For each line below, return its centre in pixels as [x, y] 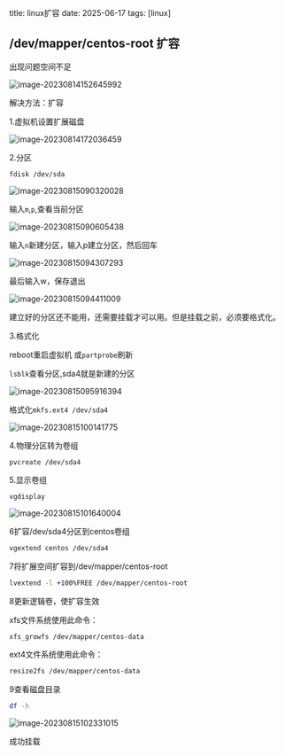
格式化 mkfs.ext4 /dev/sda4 [59, 409]
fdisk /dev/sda [37, 174]
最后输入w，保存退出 [47, 281]
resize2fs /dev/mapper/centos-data [75, 672]
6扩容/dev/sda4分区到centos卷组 [69, 531]
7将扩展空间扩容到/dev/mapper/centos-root [89, 566]
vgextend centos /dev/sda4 [59, 548]
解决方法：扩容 [36, 102]
